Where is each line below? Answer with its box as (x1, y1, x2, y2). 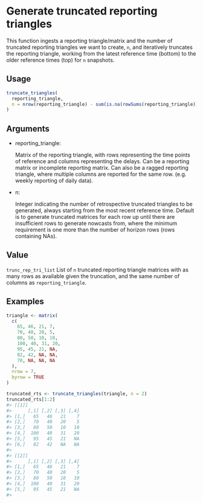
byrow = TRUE (11, 374, 45, 380)
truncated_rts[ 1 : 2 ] (6, 396, 56, 403)
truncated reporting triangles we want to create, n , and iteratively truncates (6, 44, 193, 51)
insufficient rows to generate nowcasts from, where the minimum (14, 219, 178, 227)
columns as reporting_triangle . (6, 279, 87, 286)
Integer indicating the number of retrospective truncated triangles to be (14, 201, 193, 208)
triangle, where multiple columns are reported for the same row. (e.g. (14, 170, 187, 178)
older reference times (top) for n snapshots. (6, 56, 115, 63)
